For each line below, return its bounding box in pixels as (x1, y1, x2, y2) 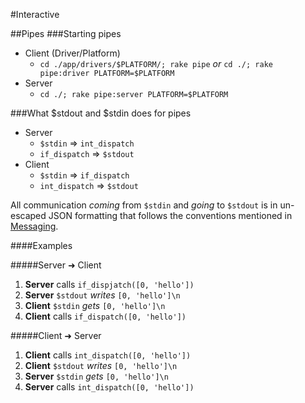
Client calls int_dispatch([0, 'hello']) (24, 349, 192, 361)
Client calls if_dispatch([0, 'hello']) (24, 310, 187, 322)
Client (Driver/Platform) (24, 47, 121, 59)
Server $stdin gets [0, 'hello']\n (24, 370, 169, 382)
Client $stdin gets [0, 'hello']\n (24, 300, 166, 311)
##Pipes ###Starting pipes (10, 28, 122, 39)
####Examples (10, 240, 73, 251)
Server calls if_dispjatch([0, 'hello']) (24, 279, 195, 290)
